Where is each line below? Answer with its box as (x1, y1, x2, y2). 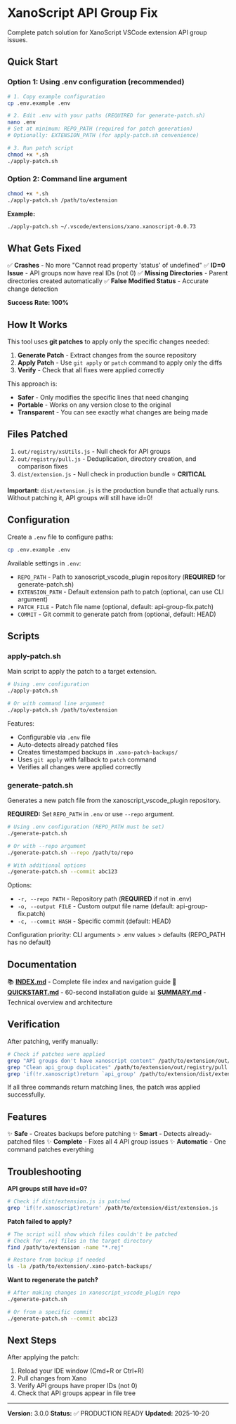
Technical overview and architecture (7, 998, 113, 1007)
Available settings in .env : (7, 559, 81, 567)
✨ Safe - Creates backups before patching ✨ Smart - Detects (7, 1130, 186, 1138)
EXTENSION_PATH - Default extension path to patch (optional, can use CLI (17, 587, 224, 596)
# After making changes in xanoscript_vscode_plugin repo (7, 1289, 181, 1297)
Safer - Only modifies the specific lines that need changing (17, 393, 189, 402)
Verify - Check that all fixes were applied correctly (17, 366, 165, 374)
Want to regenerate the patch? (7, 1276, 98, 1284)
